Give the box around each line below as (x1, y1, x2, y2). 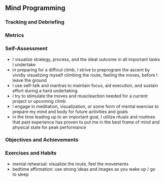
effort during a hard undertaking (12, 88, 78, 93)
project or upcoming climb (12, 98, 66, 104)
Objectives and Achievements (5, 136, 79, 143)
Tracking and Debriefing (5, 19, 65, 26)
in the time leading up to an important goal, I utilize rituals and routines (12, 114, 156, 120)
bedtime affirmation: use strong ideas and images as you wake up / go (12, 166, 156, 172)
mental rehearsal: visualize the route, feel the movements (12, 161, 129, 167)
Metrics (5, 32, 24, 39)
